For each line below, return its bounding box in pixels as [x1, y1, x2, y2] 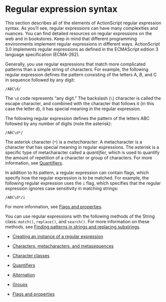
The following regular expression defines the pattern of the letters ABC [5, 115, 150, 121]
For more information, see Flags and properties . [5, 203, 103, 209]
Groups [12, 281, 28, 287]
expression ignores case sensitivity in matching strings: [5, 185, 118, 191]
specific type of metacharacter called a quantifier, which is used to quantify [5, 149, 160, 155]
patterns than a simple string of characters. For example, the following [5, 66, 149, 72]
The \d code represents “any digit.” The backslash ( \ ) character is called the [5, 95, 161, 101]
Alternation [12, 272, 35, 278]
